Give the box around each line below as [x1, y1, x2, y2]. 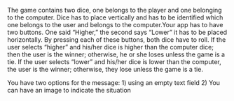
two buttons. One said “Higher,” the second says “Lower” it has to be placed [7, 28, 228, 36]
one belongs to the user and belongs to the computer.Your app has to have [7, 21, 223, 29]
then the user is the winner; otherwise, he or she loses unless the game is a [7, 50, 226, 59]
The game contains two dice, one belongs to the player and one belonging [7, 6, 222, 14]
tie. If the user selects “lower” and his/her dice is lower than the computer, [7, 58, 222, 65]
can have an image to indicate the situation [7, 86, 132, 94]
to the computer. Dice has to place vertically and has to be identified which [7, 13, 223, 22]
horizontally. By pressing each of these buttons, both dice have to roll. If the [7, 36, 226, 44]
